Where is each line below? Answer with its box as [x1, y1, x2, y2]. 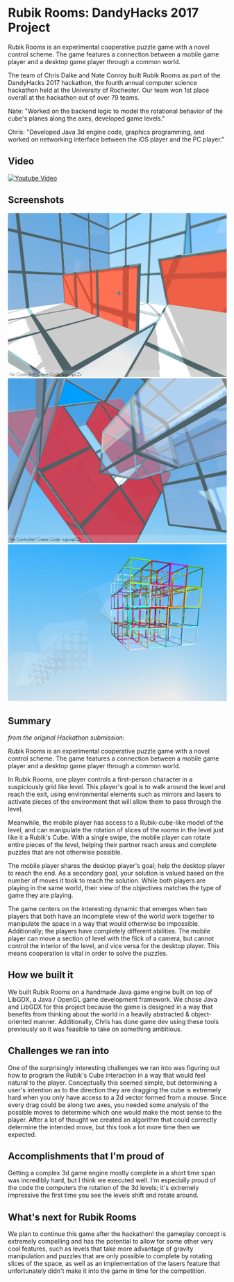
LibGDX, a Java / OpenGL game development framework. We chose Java [8, 995, 217, 1003]
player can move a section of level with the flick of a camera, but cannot [8, 934, 215, 943]
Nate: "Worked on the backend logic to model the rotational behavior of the [8, 107, 223, 115]
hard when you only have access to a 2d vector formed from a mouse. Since [8, 1093, 227, 1101]
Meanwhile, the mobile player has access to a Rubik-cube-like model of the [8, 818, 224, 827]
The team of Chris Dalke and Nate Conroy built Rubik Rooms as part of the [8, 71, 221, 79]
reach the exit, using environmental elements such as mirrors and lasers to [8, 790, 222, 799]
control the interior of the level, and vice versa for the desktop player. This [8, 942, 220, 950]
